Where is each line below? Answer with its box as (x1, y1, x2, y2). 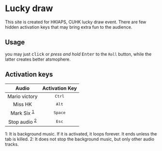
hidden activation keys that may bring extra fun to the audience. (5, 24, 133, 30)
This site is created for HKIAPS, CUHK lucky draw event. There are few (5, 19, 147, 25)
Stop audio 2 (8, 117, 37, 125)
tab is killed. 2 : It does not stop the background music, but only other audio (5, 136, 155, 142)
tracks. (5, 141, 19, 147)
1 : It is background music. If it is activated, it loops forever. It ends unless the (5, 131, 157, 137)
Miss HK (13, 101, 32, 107)
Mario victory (7, 93, 38, 100)
